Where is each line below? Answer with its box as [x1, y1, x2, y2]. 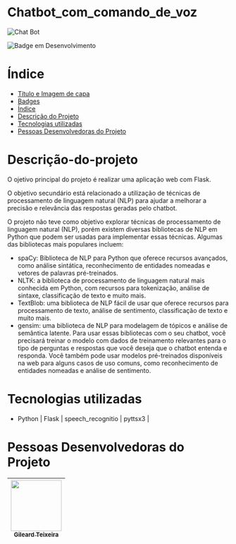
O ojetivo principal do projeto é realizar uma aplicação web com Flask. [7, 175, 211, 184]
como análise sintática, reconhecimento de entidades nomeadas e [17, 261, 211, 269]
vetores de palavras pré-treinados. [17, 268, 118, 277]
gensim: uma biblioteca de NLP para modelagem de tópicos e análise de [17, 321, 228, 329]
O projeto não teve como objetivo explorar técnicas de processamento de [7, 217, 221, 226]
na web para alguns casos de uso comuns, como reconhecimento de [17, 358, 218, 367]
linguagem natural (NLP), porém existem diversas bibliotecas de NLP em [7, 225, 218, 233]
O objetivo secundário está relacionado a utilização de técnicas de [7, 189, 201, 197]
